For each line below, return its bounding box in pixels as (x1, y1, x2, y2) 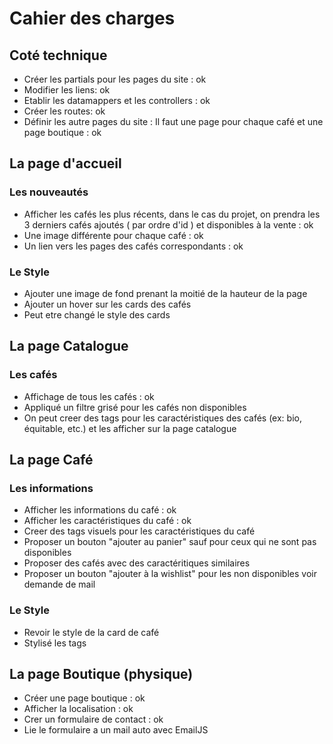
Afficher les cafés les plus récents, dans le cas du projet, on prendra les (23, 208, 321, 220)
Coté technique (9, 47, 108, 64)
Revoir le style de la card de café (23, 626, 160, 638)
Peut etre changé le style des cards (23, 308, 171, 321)
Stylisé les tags (23, 637, 87, 649)
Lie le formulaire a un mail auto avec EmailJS (23, 724, 209, 736)
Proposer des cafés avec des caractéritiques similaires (23, 557, 251, 569)
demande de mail (23, 578, 96, 591)
